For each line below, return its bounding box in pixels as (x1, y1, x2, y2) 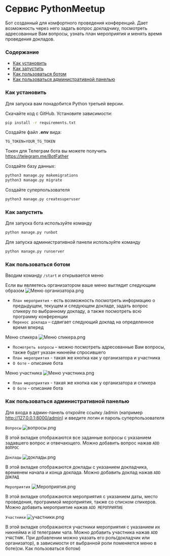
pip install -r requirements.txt (5, 120, 76, 125)
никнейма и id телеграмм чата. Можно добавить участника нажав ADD (5, 529, 158, 535)
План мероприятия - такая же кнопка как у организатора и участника (12, 355, 161, 361)
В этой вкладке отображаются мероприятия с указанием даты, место (5, 493, 158, 499)
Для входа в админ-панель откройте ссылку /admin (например (5, 409, 143, 416)
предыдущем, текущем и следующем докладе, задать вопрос (12, 303, 148, 309)
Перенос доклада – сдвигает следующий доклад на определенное (12, 319, 154, 325)
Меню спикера (5, 334, 38, 340)
